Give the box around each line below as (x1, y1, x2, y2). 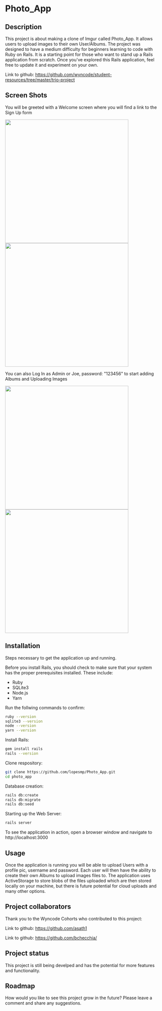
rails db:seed (5, 802, 34, 807)
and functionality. (5, 967, 40, 973)
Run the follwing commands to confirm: (5, 704, 85, 710)
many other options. (5, 888, 46, 894)
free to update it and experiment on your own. (5, 62, 98, 68)
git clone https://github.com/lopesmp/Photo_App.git (5, 769, 116, 774)
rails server (5, 820, 32, 826)
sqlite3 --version (5, 719, 43, 724)
